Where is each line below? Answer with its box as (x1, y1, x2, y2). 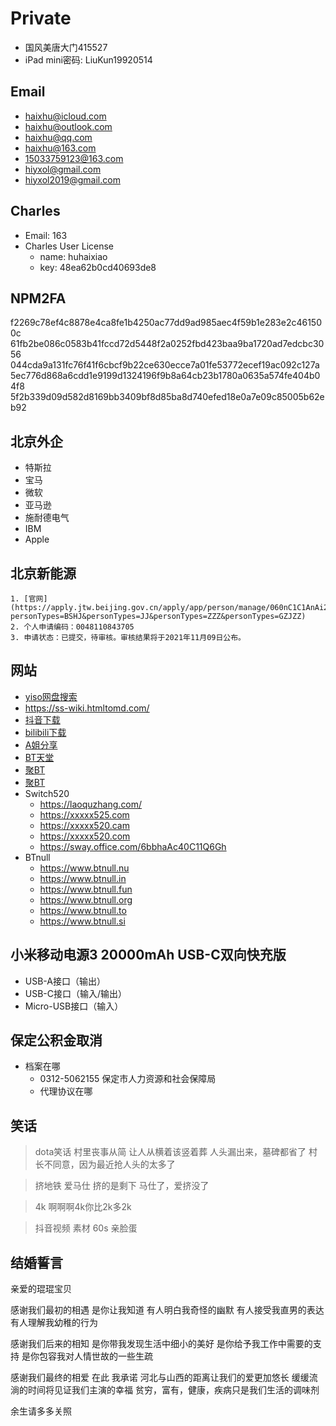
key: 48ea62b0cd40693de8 (39, 261, 157, 273)
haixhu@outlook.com (24, 120, 113, 132)
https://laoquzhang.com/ (39, 798, 143, 810)
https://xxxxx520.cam (39, 819, 130, 831)
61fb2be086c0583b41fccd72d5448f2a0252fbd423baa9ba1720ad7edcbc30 (10, 338, 325, 350)
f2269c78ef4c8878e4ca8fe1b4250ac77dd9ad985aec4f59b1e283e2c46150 (10, 317, 323, 329)
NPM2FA (10, 290, 67, 307)
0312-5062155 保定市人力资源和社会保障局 (39, 1073, 217, 1085)
